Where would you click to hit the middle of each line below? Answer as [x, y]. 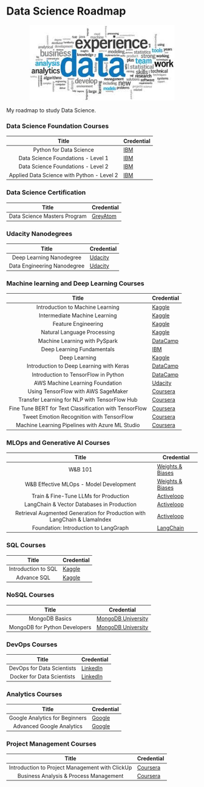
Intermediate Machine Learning [78, 315]
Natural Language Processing [78, 333]
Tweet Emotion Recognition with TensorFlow [78, 416]
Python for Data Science [63, 149]
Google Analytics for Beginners [48, 718]
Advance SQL [33, 577]
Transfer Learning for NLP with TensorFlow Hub [78, 400]
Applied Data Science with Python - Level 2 [63, 175]
